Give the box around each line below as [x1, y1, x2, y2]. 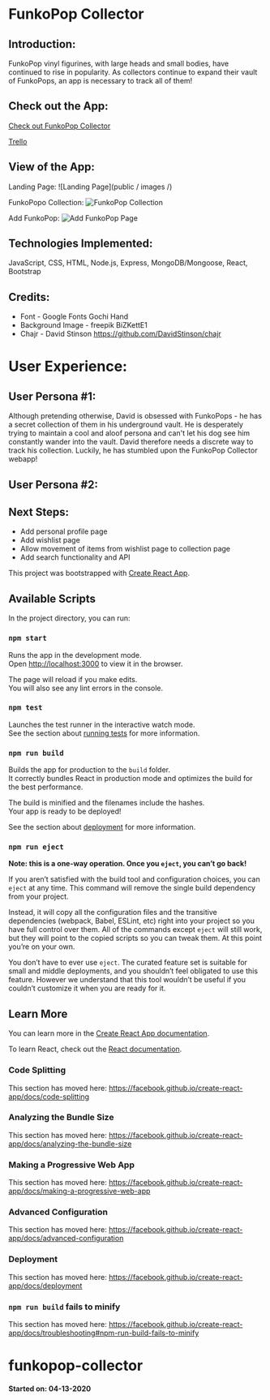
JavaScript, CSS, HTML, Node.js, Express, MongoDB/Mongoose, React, [8, 258, 248, 268]
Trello [8, 136, 28, 146]
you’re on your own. [8, 942, 75, 951]
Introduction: [8, 37, 76, 51]
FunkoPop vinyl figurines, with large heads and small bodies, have [8, 58, 229, 68]
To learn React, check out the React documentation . [8, 1044, 182, 1054]
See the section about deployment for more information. [8, 822, 196, 832]
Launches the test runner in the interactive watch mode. [8, 719, 196, 729]
